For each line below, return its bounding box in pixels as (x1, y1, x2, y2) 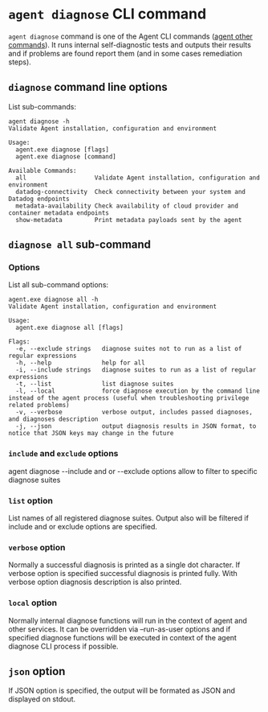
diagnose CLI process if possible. (8, 641, 119, 651)
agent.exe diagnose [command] (15, 152, 116, 161)
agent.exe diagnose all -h (8, 295, 99, 304)
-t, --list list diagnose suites (15, 380, 174, 389)
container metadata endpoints (8, 208, 110, 217)
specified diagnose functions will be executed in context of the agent (8, 632, 237, 642)
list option (8, 495, 54, 506)
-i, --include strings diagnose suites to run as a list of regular (15, 366, 257, 374)
